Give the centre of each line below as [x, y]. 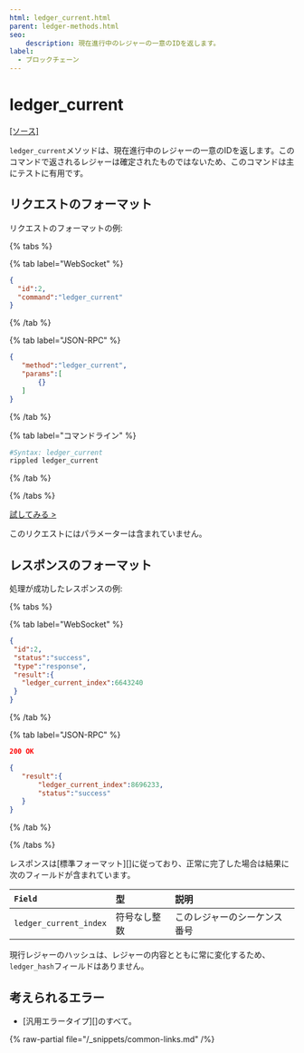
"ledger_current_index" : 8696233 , [101, 785]
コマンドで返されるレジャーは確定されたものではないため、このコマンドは [148, 161]
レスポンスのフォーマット [81, 565]
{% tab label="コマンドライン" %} [73, 435]
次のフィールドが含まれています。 [72, 875]
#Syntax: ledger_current [56, 453]
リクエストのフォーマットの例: [66, 228]
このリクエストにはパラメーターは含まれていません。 [108, 534]
